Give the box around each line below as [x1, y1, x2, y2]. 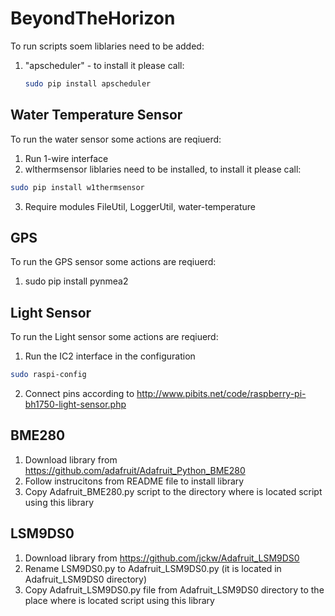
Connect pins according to [24, 388, 135, 399]
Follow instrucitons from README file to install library [24, 475, 245, 487]
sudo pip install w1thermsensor [10, 182, 145, 192]
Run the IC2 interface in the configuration [24, 350, 196, 362]
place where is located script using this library [24, 594, 215, 606]
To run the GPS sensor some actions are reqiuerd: [10, 256, 217, 268]
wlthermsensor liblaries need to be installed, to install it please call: [24, 163, 302, 175]
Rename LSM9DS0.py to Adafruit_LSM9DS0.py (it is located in [24, 562, 282, 574]
